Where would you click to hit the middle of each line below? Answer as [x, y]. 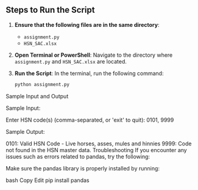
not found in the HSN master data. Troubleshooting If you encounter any [96, 150]
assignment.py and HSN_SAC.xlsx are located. [71, 61]
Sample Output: [25, 131]
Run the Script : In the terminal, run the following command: [89, 73]
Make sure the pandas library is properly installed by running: [83, 168]
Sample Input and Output [37, 96]
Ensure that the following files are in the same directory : [87, 24]
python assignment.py [42, 84]
